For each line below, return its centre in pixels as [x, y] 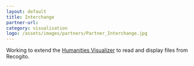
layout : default [26, 11]
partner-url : [22, 22]
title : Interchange [30, 17]
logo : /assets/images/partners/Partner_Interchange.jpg [77, 34]
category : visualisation [37, 28]
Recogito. [18, 57]
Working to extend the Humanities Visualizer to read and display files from [97, 50]
